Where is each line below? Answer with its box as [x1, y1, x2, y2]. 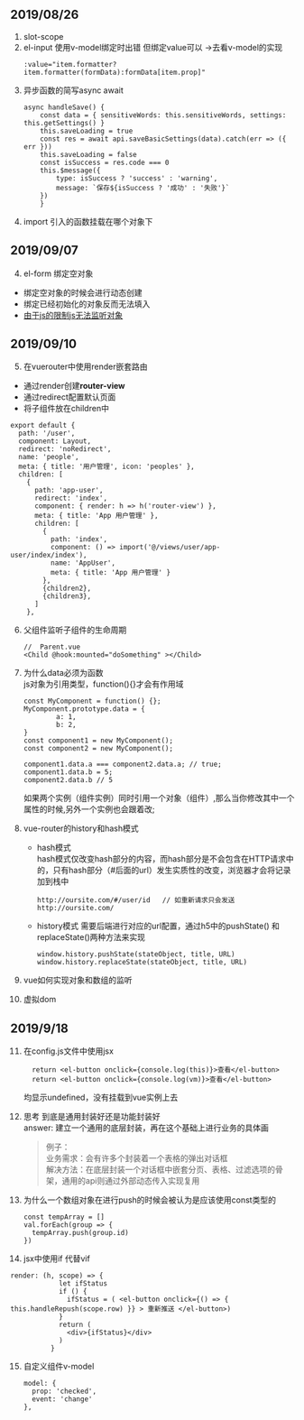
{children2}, [42, 584, 92, 594]
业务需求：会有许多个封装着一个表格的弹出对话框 [45, 1153, 228, 1164]
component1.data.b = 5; [23, 768, 114, 777]
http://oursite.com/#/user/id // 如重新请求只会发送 [36, 896, 235, 905]
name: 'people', [18, 453, 79, 462]
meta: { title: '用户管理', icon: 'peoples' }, [18, 462, 195, 472]
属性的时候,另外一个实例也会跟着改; [23, 804, 156, 815]
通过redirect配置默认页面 [23, 392, 116, 402]
